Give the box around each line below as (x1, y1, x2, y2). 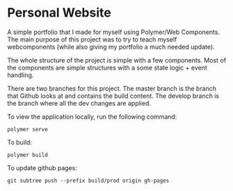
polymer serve (7, 126, 49, 133)
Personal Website (7, 5, 111, 21)
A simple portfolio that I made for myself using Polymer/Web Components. (7, 28, 220, 36)
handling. (7, 71, 34, 79)
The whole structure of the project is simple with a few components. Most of (7, 56, 227, 64)
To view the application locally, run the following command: (7, 113, 177, 121)
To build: (7, 138, 33, 147)
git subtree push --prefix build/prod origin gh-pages (7, 177, 170, 184)
